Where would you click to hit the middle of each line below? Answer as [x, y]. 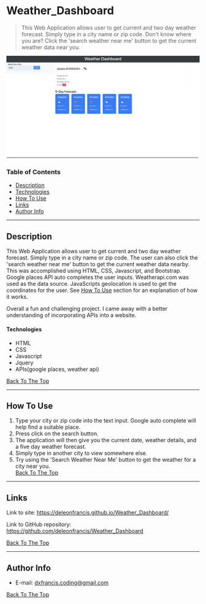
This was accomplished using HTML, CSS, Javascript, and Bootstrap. [94, 271]
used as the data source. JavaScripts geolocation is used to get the [91, 284]
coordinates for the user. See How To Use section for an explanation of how [102, 290]
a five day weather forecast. [51, 447]
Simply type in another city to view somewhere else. [81, 453]
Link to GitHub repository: [39, 524]
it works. [17, 297]
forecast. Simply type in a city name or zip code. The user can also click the [102, 258]
